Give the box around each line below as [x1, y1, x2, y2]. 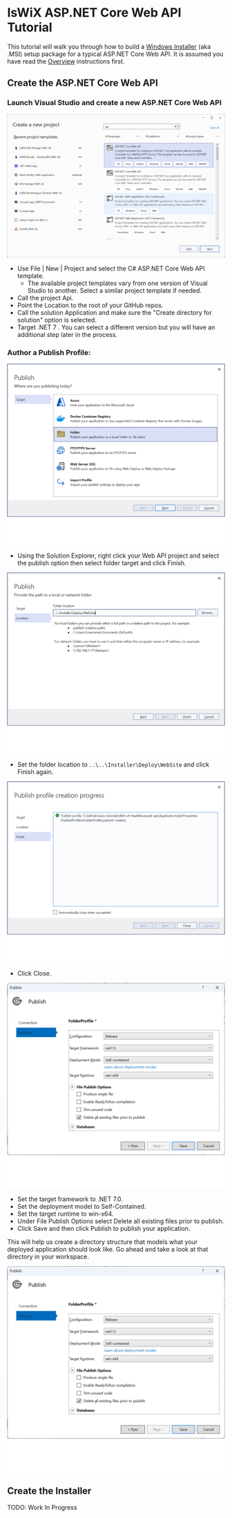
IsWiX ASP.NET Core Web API [7, 5, 182, 21]
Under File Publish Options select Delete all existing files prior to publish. [17, 1217, 224, 1225]
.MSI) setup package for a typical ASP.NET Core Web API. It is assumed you [7, 50, 224, 58]
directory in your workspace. [7, 1252, 90, 1261]
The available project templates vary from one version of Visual [27, 279, 209, 287]
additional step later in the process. [17, 330, 118, 338]
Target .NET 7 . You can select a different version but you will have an [17, 323, 215, 331]
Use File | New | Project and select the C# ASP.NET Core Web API [17, 264, 205, 273]
